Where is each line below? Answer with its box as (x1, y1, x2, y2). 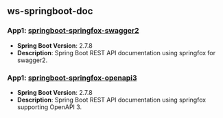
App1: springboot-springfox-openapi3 (7, 73, 137, 83)
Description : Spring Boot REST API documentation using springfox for (16, 48, 216, 57)
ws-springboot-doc (7, 5, 93, 17)
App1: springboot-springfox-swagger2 (7, 26, 139, 35)
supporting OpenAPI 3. (16, 102, 82, 111)
